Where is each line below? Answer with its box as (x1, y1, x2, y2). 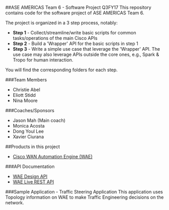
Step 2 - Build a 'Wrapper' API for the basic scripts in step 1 (12, 40, 138, 47)
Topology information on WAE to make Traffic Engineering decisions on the (5, 194, 164, 200)
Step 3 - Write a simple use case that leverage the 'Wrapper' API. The (12, 46, 160, 52)
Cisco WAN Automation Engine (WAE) (12, 154, 93, 159)
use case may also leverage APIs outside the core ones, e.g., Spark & (12, 51, 159, 57)
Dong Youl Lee (12, 128, 44, 134)
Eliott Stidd (12, 92, 36, 98)
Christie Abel (12, 87, 40, 93)
